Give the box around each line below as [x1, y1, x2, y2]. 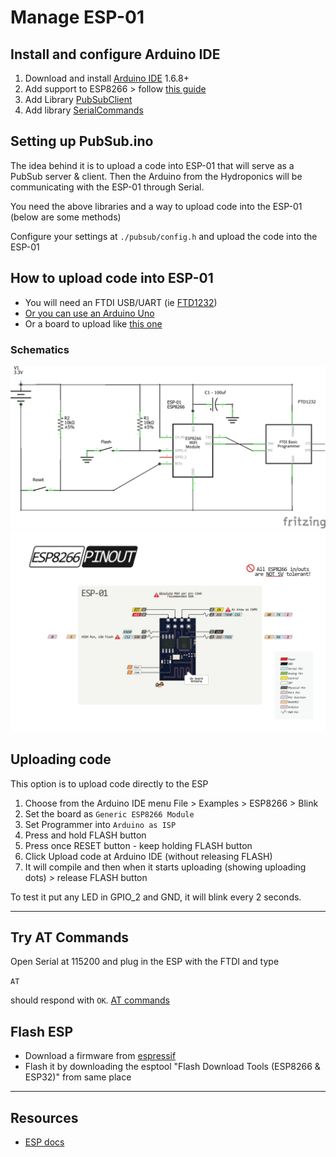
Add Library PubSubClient [24, 94, 133, 105]
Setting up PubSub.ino [10, 133, 154, 150]
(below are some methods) [10, 211, 122, 223]
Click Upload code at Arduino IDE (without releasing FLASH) [24, 850, 273, 862]
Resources [10, 1109, 79, 1126]
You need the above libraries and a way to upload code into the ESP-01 [10, 200, 303, 212]
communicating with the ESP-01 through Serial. [10, 181, 205, 193]
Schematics [10, 342, 70, 356]
